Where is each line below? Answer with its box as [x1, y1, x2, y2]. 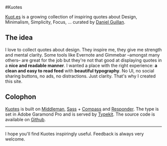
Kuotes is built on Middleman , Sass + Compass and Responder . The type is [5, 106, 159, 112]
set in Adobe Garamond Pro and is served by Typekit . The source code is [5, 111, 155, 117]
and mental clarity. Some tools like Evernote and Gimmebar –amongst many [5, 52, 160, 58]
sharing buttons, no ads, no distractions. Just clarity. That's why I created [5, 73, 156, 79]
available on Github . [5, 116, 46, 122]
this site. [5, 78, 22, 84]
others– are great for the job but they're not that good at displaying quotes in [5, 57, 162, 63]
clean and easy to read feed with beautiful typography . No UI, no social [5, 68, 155, 73]
